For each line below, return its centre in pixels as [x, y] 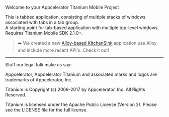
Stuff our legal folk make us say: [38, 65]
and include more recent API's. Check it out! [63, 50]
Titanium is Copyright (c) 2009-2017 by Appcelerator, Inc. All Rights [75, 89]
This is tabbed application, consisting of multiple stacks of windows [75, 17]
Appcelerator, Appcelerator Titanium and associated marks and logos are [81, 74]
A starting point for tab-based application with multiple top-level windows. [82, 28]
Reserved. [16, 95]
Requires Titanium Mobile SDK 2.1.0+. [44, 33]
